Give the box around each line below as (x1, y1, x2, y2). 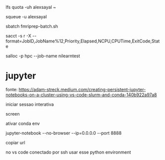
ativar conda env (5, 120, 40, 126)
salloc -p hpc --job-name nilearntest (5, 53, 80, 59)
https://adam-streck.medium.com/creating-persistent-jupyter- (18, 86, 146, 92)
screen (5, 111, 20, 117)
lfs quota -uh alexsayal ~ (5, 4, 56, 10)
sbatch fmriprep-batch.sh (5, 23, 58, 29)
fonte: (5, 86, 18, 92)
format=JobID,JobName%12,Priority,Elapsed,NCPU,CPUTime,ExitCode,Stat (5, 38, 160, 44)
